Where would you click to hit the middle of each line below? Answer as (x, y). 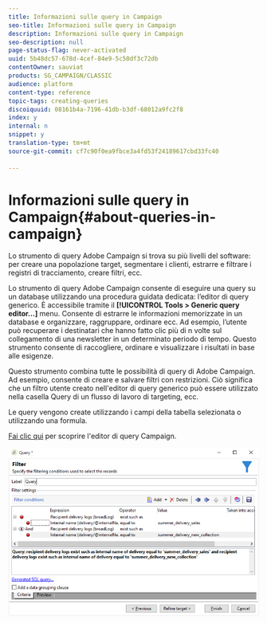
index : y (23, 118)
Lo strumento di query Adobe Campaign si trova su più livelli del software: (130, 256)
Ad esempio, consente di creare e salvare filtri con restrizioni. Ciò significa (131, 380)
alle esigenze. (31, 356)
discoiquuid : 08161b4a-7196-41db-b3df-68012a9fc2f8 (96, 109)
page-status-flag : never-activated (67, 51)
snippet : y (26, 135)
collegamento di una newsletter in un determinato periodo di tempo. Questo (132, 339)
